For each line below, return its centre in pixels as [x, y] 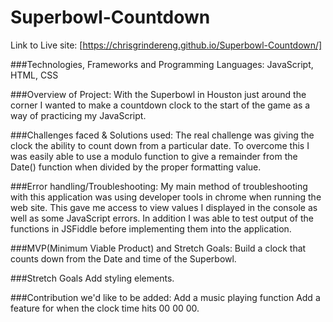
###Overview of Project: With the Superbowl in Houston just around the [158, 94]
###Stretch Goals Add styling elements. [92, 278]
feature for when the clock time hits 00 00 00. [105, 308]
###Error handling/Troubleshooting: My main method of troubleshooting [159, 186]
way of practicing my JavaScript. [78, 115]
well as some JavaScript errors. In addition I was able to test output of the [162, 218]
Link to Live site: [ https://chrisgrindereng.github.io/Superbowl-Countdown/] [166, 45]
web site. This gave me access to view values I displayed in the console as [164, 207]
